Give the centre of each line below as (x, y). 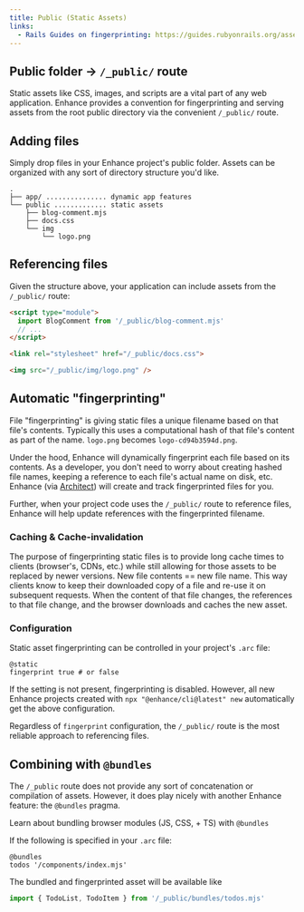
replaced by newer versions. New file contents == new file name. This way (148, 576)
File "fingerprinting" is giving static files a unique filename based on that (144, 420)
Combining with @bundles (81, 764)
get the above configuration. (62, 709)
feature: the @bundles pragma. (65, 805)
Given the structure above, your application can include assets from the (143, 286)
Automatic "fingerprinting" (88, 398)
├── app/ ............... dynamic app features (101, 197)
